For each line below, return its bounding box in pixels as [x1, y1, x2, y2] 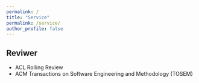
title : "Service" [6, 14, 50, 20]
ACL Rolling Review [14, 64, 63, 71]
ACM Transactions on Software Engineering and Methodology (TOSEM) [14, 70, 193, 78]
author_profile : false [6, 25, 63, 32]
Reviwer [6, 48, 38, 58]
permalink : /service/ [6, 20, 61, 26]
